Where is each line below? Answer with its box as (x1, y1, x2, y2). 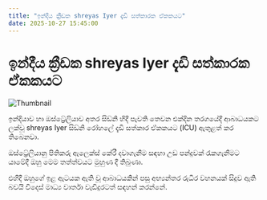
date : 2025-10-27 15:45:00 (8, 19, 99, 27)
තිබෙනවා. (8, 132, 39, 141)
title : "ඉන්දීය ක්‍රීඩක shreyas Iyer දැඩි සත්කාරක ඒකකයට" (8, 11, 186, 20)
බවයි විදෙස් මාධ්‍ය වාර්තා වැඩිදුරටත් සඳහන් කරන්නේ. (8, 182, 168, 192)
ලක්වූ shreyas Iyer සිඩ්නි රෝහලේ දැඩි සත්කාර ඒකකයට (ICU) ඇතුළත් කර (8, 123, 234, 133)
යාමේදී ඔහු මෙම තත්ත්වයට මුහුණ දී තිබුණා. (8, 157, 144, 167)
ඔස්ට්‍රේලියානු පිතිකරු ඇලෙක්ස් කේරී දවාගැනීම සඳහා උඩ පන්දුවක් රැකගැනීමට (8, 148, 241, 157)
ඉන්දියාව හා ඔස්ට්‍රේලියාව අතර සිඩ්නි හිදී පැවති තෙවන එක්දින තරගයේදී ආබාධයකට (8, 114, 259, 124)
